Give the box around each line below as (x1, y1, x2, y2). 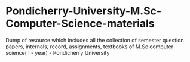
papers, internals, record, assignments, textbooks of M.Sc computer (5, 43, 174, 50)
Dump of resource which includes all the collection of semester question (5, 36, 184, 44)
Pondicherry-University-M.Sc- (5, 4, 162, 18)
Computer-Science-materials (5, 17, 155, 30)
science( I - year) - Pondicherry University (5, 49, 110, 56)
